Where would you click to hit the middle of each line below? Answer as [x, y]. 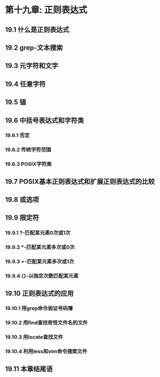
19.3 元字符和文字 [32, 66]
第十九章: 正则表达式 [46, 10]
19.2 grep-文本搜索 [34, 48]
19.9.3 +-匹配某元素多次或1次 [40, 262]
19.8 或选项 [22, 200]
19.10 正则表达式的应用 [39, 293]
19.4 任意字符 [25, 84]
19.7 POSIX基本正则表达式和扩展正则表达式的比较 [80, 181]
